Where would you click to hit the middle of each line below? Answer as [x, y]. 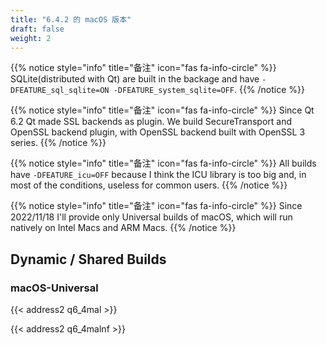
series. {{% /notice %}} [58, 143]
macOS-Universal [54, 288]
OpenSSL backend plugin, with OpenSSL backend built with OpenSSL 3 [158, 132]
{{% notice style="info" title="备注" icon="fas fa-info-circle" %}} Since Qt [162, 110]
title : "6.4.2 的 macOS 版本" [71, 19]
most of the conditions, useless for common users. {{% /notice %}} [149, 185]
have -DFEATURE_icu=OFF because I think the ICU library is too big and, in [158, 175]
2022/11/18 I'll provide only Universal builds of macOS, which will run [151, 217]
